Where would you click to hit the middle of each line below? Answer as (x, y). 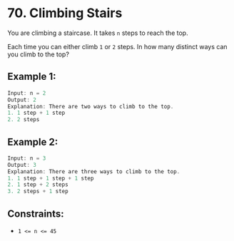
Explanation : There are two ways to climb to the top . (91, 106)
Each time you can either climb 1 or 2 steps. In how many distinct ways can (117, 46)
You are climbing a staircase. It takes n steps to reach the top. (98, 33)
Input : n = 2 (27, 93)
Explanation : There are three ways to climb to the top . (94, 171)
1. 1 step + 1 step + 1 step (51, 178)
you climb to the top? (39, 54)
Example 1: (32, 77)
